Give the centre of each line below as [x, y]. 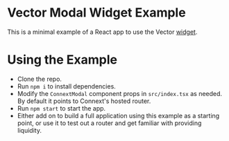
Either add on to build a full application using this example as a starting [118, 115]
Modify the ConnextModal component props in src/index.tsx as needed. [120, 93]
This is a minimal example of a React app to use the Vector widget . [102, 32]
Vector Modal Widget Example [96, 13]
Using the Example [62, 60]
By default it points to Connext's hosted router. [84, 101]
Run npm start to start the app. [61, 108]
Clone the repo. [40, 79]
